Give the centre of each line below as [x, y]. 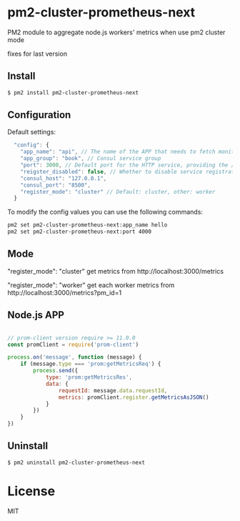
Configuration [39, 115]
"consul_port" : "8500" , [56, 185]
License [31, 491]
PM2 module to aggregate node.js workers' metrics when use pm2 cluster [116, 32]
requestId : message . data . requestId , [113, 390]
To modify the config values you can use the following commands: [105, 212]
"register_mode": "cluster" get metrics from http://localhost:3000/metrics [115, 271]
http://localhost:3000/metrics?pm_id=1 [65, 292]
